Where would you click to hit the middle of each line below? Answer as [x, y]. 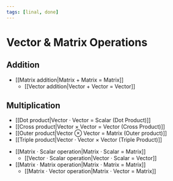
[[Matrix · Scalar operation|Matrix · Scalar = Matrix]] [80, 152]
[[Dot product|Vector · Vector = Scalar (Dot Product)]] [83, 120]
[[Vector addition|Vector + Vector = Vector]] [80, 86]
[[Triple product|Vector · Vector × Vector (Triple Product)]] [89, 140]
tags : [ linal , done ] [33, 12]
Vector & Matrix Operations [77, 42]
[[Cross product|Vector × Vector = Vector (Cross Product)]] [90, 127]
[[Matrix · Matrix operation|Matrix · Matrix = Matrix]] [80, 165]
